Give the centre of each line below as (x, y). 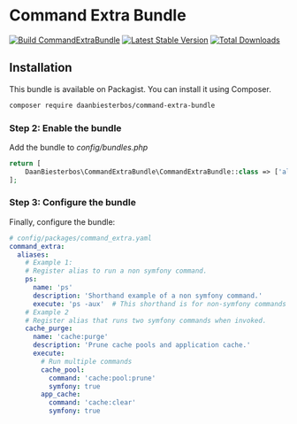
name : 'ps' (53, 288)
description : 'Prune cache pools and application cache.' (141, 345)
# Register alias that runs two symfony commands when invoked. (146, 320)
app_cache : (61, 395)
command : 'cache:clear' (92, 403)
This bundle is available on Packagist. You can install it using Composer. (140, 89)
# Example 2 (47, 312)
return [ (25, 163)
